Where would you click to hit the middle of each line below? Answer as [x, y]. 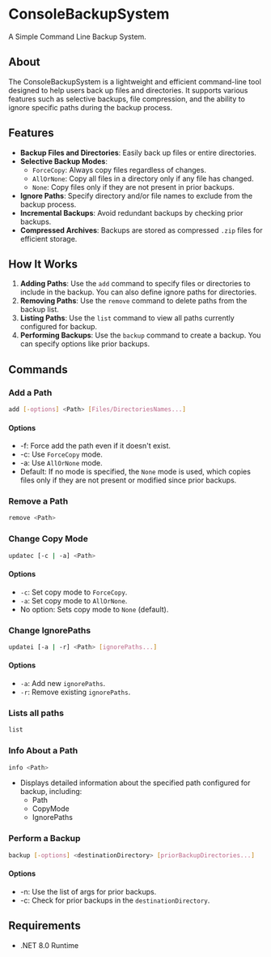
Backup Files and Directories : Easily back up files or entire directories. [138, 152]
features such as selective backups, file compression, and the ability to [127, 99]
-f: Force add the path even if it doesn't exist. [95, 446]
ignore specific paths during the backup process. [90, 107]
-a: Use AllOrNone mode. [61, 463]
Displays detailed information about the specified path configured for [135, 783]
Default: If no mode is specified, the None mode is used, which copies [135, 472]
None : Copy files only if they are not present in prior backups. [133, 187]
